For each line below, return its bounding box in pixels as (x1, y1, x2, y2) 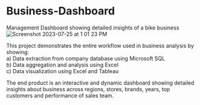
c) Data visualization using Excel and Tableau (6, 67, 119, 74)
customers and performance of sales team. (6, 92, 114, 99)
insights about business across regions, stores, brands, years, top (6, 85, 170, 92)
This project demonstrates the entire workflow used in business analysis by (6, 42, 195, 49)
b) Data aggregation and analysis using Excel (6, 61, 119, 68)
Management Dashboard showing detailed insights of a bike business (6, 24, 179, 31)
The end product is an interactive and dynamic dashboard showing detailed (6, 79, 195, 86)
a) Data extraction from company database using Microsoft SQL (6, 55, 166, 62)
